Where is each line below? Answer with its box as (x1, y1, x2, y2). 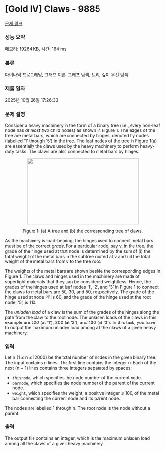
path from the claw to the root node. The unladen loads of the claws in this (5, 314, 157, 321)
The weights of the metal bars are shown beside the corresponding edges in (5, 268, 161, 274)
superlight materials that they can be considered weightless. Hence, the (5, 279, 151, 285)
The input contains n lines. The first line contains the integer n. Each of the (5, 360, 157, 366)
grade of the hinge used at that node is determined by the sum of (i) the (5, 248, 151, 254)
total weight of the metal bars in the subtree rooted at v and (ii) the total (5, 254, 150, 259)
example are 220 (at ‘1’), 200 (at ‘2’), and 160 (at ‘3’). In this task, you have (5, 320, 156, 325)
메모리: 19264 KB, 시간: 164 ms (5, 46, 66, 52)
